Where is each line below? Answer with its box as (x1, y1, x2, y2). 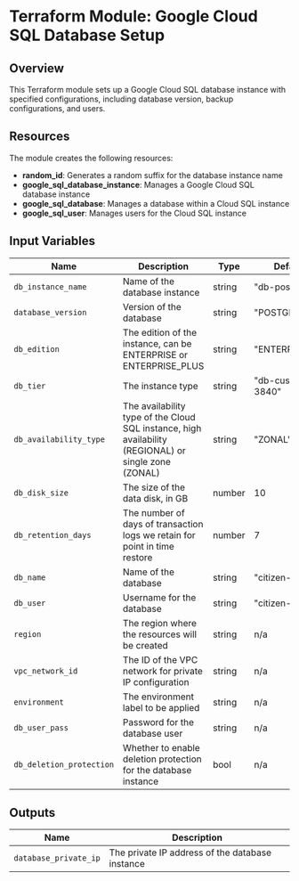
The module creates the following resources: (9, 152, 174, 163)
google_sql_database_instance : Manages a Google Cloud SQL (21, 179, 255, 190)
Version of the (123, 300, 182, 313)
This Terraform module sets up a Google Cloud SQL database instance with (9, 85, 287, 94)
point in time (123, 540, 175, 552)
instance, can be (123, 337, 192, 349)
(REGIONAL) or (123, 444, 186, 456)
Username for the (123, 591, 197, 603)
